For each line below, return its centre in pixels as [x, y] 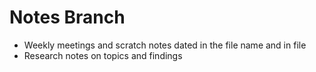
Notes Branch [67, 17]
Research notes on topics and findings [103, 55]
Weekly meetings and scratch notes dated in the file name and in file [165, 45]
